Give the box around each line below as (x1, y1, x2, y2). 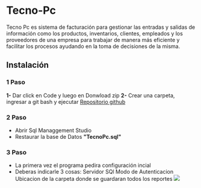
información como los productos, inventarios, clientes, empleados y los (6, 29, 184, 37)
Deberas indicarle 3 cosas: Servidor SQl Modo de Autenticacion (14, 168, 173, 175)
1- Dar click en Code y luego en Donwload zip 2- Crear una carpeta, (6, 91, 175, 99)
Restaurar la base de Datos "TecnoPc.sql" (14, 133, 122, 140)
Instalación (6, 60, 49, 70)
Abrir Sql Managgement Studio (14, 127, 92, 134)
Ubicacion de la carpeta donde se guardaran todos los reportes (14, 175, 173, 183)
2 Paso (6, 113, 27, 121)
